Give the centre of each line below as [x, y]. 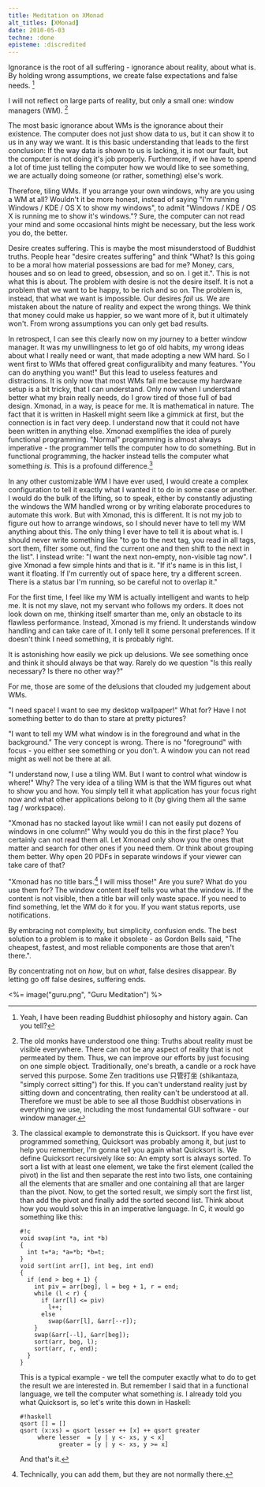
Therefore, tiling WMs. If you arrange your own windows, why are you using [131, 191]
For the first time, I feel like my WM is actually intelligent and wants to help [129, 597]
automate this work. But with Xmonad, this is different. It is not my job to [125, 515]
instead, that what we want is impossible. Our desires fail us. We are [119, 299]
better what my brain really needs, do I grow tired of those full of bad [120, 398]
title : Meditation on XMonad [56, 15]
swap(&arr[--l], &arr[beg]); [82, 1335]
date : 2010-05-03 [37, 30]
